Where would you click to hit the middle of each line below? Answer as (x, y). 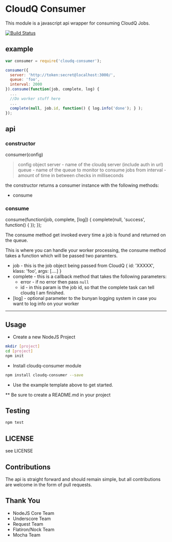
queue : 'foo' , (25, 80)
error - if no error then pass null (55, 282)
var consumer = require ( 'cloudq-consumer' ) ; (53, 61)
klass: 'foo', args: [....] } (37, 271)
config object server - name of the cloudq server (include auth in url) (90, 165)
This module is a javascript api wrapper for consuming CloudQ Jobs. (78, 23)
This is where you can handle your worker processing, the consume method (86, 250)
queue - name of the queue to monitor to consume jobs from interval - (92, 170)
